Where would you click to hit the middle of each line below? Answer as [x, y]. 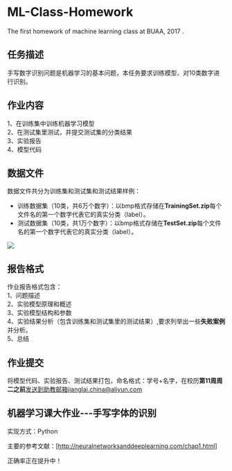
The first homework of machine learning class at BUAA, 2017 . [96, 31]
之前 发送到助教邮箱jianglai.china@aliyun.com [78, 389]
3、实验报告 [24, 141]
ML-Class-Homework [70, 12]
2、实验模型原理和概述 [39, 304]
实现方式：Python [33, 431]
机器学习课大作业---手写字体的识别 [82, 413]
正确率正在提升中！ [35, 461]
